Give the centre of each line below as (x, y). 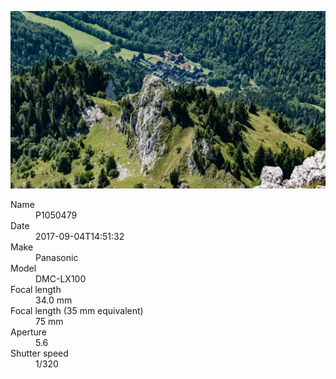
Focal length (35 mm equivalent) (77, 310)
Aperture (28, 332)
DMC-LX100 (61, 278)
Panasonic (57, 257)
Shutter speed (39, 353)
